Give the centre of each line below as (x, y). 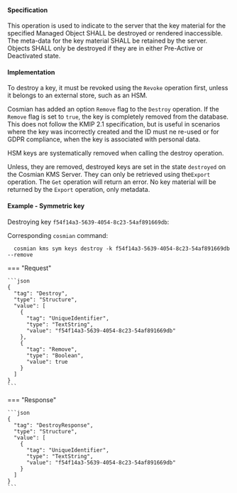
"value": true (47, 362)
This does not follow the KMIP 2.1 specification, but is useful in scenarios (114, 124)
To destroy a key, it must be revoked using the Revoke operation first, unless (118, 88)
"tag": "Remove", (52, 349)
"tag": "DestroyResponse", (54, 425)
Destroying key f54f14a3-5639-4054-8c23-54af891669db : (88, 222)
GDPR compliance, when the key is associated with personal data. (104, 139)
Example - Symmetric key (46, 206)
